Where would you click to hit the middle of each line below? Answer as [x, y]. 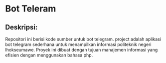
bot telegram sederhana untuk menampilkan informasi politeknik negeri [78, 44]
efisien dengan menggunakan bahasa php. [49, 55]
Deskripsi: [21, 27]
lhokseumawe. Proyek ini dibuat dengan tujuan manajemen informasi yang [82, 50]
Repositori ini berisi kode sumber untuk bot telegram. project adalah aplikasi [83, 39]
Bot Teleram [31, 9]
